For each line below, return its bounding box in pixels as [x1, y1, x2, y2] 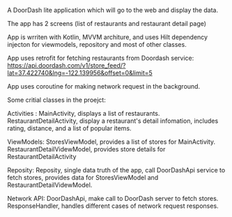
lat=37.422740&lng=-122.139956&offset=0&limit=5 [7, 69, 153, 77]
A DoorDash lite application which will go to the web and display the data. [7, 6, 219, 14]
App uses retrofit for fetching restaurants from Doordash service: [7, 54, 194, 62]
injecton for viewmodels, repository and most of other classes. [7, 40, 187, 48]
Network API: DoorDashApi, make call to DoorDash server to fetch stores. [7, 195, 219, 202]
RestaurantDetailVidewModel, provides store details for [7, 145, 166, 153]
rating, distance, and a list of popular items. [7, 124, 132, 132]
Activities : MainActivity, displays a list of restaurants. [7, 110, 160, 117]
